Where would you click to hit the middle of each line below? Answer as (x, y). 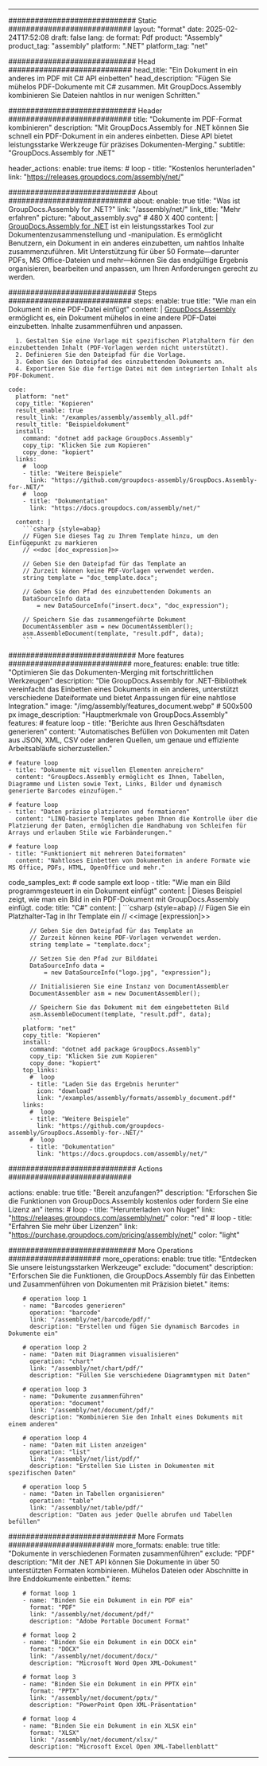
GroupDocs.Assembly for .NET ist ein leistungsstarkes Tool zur (111, 226)
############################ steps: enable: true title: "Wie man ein (132, 301)
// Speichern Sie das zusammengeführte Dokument (104, 620)
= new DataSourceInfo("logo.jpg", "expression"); (128, 973)
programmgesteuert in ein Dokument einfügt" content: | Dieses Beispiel (125, 891)
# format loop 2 (50, 1635)
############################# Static (83, 20)
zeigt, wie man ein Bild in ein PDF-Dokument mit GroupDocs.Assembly (124, 899)
